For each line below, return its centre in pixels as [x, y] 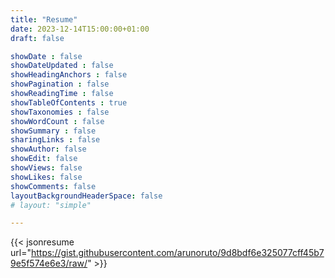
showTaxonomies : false [60, 112]
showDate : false [46, 56]
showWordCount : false [57, 121]
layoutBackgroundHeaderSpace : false [86, 196]
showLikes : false [46, 177]
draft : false [37, 38]
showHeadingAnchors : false [69, 75]
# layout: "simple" [51, 205]
